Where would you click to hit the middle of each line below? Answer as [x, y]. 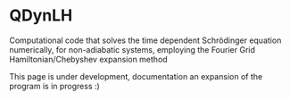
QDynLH [41, 16]
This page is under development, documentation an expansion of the [136, 76]
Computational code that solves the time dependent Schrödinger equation [145, 40]
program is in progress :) [54, 86]
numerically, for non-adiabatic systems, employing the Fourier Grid [133, 49]
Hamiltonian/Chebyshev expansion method [88, 59]
